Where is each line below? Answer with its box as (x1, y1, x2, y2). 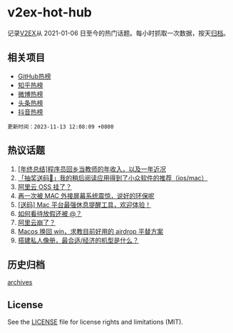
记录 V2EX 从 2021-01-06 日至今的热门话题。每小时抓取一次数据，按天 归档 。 (7, 29, 230, 37)
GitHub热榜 (17, 72, 51, 81)
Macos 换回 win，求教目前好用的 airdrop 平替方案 (17, 227, 164, 235)
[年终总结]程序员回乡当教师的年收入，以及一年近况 (17, 165, 167, 173)
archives (7, 278, 33, 287)
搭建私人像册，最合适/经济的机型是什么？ (17, 236, 139, 245)
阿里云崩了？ (17, 218, 56, 227)
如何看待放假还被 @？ (17, 209, 83, 217)
